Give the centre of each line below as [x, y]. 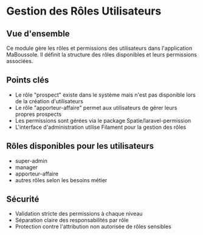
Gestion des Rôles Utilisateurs [84, 11]
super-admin [31, 161]
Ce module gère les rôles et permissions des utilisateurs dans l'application [99, 48]
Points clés [28, 80]
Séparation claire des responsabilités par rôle [72, 220]
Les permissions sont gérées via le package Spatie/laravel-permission [103, 120]
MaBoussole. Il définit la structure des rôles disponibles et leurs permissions [102, 55]
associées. [20, 61]
